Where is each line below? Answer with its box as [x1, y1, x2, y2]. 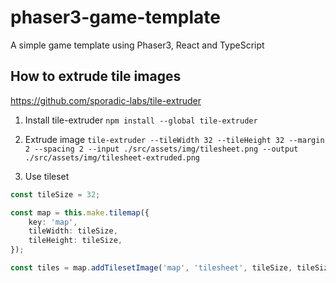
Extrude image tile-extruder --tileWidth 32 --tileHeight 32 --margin [24, 133, 325, 145]
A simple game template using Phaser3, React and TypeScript [10, 39, 265, 51]
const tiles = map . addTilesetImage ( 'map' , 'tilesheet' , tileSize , [10, 263, 293, 273]
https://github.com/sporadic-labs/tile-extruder [10, 94, 202, 106]
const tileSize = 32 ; [10, 189, 101, 200]
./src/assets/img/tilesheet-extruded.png [24, 152, 200, 163]
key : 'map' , [28, 217, 78, 227]
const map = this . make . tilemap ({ [10, 207, 150, 218]
